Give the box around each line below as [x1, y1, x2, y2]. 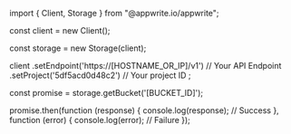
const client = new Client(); [9, 25, 111, 35]
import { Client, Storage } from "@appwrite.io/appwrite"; [9, 8, 219, 18]
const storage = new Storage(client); [9, 43, 147, 53]
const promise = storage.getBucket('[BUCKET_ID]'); [9, 88, 204, 98]
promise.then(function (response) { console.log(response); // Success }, [9, 105, 279, 116]
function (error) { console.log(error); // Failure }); [9, 115, 190, 125]
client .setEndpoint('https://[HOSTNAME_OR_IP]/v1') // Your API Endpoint [9, 61, 282, 71]
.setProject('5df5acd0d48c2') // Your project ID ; [9, 70, 192, 81]
